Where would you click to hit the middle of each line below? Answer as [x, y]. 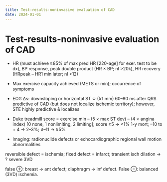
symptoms [23, 89]
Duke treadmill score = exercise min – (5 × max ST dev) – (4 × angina [83, 119]
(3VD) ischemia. [22, 175]
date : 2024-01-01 [23, 14]
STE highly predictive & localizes [46, 109]
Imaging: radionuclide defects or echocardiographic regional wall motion [87, 139]
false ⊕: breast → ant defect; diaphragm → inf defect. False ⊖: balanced [82, 169]
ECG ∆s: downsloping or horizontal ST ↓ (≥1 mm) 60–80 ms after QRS [84, 99]
